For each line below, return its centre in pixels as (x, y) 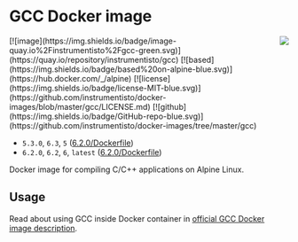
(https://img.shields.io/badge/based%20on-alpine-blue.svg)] (121, 69)
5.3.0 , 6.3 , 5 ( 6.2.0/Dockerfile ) (78, 143)
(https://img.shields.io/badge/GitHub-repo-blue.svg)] (106, 116)
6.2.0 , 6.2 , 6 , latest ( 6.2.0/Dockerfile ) (92, 152)
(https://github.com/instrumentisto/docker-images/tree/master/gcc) (133, 125)
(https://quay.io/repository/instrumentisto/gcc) (94, 59)
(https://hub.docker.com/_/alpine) (71, 78)
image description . (43, 228)
